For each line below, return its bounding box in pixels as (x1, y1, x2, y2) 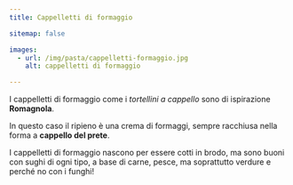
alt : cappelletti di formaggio (25, 61, 141, 71)
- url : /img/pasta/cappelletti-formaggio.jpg (17, 53, 189, 62)
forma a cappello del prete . (9, 130, 110, 141)
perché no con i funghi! (9, 166, 95, 177)
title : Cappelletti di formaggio (9, 12, 133, 22)
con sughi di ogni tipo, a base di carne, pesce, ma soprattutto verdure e (9, 157, 272, 167)
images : (9, 45, 38, 54)
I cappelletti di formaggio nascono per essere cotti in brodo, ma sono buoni (9, 148, 285, 158)
